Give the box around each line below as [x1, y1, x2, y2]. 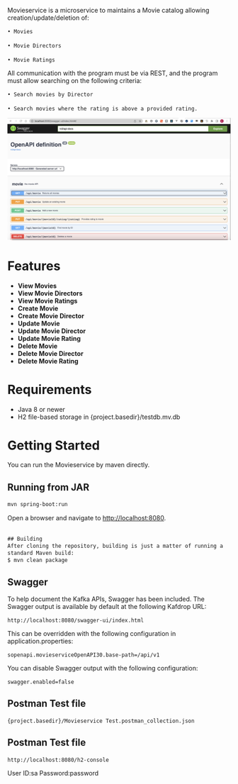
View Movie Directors [17, 289, 83, 297]
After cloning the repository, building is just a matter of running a [7, 542, 223, 550]
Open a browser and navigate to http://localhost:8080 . [7, 514, 166, 522]
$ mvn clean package [7, 556, 69, 564]
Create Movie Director [17, 311, 85, 320]
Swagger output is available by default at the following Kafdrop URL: [7, 602, 207, 610]
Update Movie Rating [17, 334, 81, 342]
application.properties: [7, 637, 74, 645]
